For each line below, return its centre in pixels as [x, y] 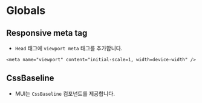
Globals [26, 11]
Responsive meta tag [47, 33]
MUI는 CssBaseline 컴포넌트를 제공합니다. [65, 93]
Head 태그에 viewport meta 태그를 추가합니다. [69, 48]
